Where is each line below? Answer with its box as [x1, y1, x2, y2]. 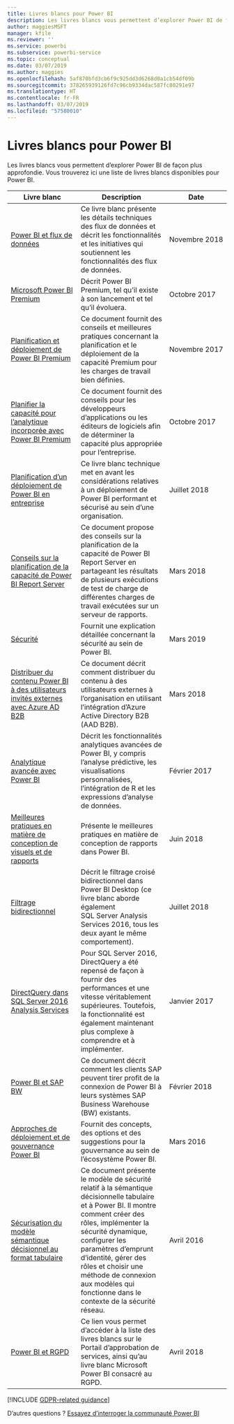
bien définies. [80, 375, 125, 385]
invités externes [10, 693, 63, 703]
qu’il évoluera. [80, 302, 127, 312]
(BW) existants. [80, 1108, 131, 1118]
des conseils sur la [80, 531, 142, 541]
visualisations [80, 766, 125, 776]
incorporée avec [10, 425, 65, 435]
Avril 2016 [169, 1235, 204, 1245]
